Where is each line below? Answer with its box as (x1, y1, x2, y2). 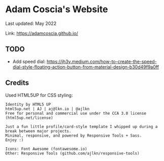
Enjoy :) (5, 137, 24, 143)
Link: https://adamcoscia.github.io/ (5, 30, 78, 36)
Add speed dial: (12, 58, 46, 65)
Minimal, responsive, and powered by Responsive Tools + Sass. (5, 133, 142, 138)
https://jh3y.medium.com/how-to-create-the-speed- (46, 58, 157, 65)
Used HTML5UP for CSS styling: (5, 92, 73, 98)
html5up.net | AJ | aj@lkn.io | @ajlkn (5, 106, 90, 111)
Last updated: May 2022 (5, 20, 57, 26)
